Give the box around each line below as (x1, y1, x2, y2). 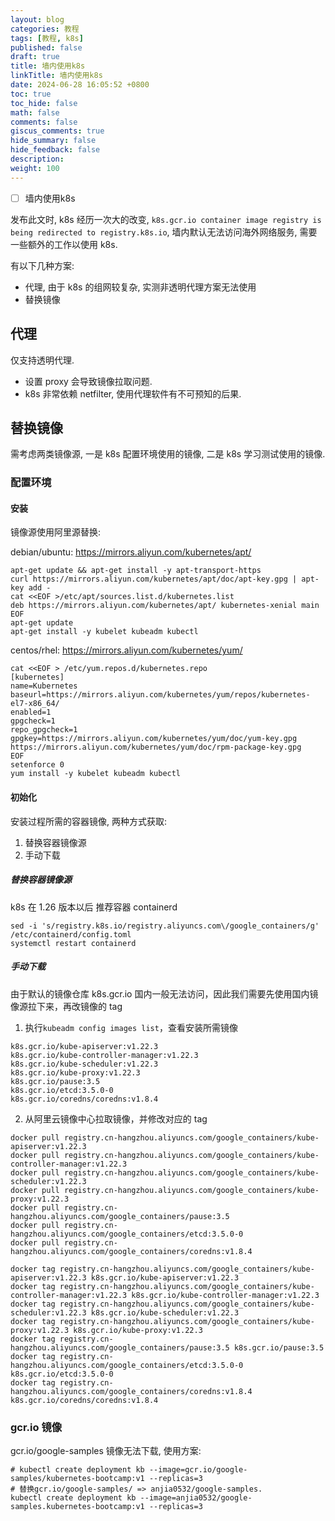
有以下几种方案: (10, 259, 75, 271)
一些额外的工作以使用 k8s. (10, 238, 118, 250)
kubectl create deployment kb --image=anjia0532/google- (10, 1492, 253, 1503)
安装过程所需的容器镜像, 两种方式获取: (10, 815, 168, 827)
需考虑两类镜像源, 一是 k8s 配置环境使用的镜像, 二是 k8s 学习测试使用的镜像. (10, 448, 326, 460)
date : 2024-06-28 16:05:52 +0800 (10, 80, 150, 90)
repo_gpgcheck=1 (10, 725, 78, 735)
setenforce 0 (10, 760, 65, 770)
